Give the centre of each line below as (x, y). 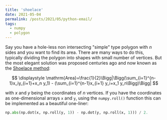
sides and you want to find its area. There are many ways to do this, (75, 52)
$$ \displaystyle (28, 78)
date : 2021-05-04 (23, 14)
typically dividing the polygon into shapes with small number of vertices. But (83, 58)
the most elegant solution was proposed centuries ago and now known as (81, 63)
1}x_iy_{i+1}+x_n (26, 83)
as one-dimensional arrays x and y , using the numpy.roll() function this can (83, 98)
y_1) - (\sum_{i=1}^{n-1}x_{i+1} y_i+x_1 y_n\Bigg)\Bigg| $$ (101, 83)
